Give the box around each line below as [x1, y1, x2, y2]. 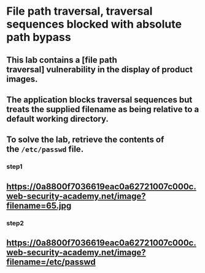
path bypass [6, 31, 72, 44]
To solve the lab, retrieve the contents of [6, 135, 164, 145]
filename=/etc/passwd [6, 256, 96, 267]
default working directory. [6, 113, 109, 124]
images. [6, 73, 38, 84]
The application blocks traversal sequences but [6, 94, 193, 105]
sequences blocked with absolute [6, 17, 182, 31]
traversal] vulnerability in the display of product [6, 64, 193, 75]
